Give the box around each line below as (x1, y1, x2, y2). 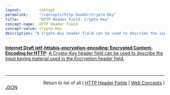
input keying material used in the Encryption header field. (5, 56, 125, 61)
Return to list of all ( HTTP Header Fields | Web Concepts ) (43, 80, 165, 86)
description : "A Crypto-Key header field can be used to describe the (5, 31, 157, 36)
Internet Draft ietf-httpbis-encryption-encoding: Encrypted (5, 45, 133, 51)
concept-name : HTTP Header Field (5, 21, 78, 27)
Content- (133, 45, 153, 51)
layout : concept (5, 7, 56, 13)
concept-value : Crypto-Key (5, 26, 62, 31)
